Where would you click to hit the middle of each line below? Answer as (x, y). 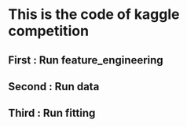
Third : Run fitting (52, 113)
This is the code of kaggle (94, 15)
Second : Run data (54, 87)
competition (48, 31)
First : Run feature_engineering (86, 60)
